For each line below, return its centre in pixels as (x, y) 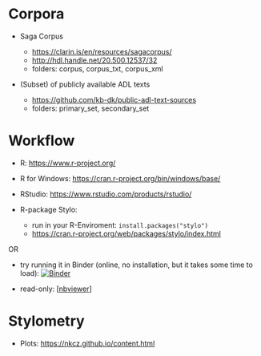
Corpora (36, 14)
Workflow (42, 141)
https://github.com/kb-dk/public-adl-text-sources (114, 99)
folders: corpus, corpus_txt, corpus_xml (97, 68)
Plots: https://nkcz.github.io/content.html (87, 343)
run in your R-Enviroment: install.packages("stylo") (120, 225)
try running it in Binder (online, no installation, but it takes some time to (137, 265)
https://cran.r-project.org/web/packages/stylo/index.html (126, 233)
